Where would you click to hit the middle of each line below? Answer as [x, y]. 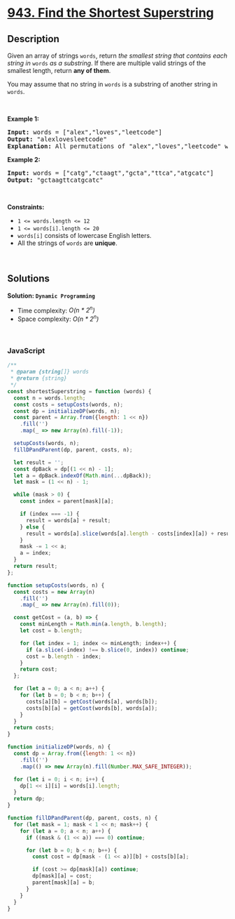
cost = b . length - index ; [63, 656]
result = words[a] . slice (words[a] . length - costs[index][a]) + [120, 534]
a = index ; [36, 553]
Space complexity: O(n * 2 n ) [58, 319]
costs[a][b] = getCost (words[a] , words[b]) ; [92, 701]
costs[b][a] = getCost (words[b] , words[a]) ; [92, 708]
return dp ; [29, 799]
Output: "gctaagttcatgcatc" [55, 180]
